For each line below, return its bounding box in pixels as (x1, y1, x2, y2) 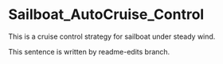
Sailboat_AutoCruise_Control (8, 6, 205, 24)
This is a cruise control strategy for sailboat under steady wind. (8, 32, 216, 41)
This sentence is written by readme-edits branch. (8, 47, 170, 56)
